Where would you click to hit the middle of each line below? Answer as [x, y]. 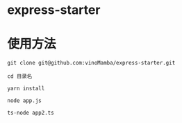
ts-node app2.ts [31, 113]
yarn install [26, 89]
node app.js [24, 101]
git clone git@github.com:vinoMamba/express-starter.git [91, 63]
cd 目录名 [20, 76]
